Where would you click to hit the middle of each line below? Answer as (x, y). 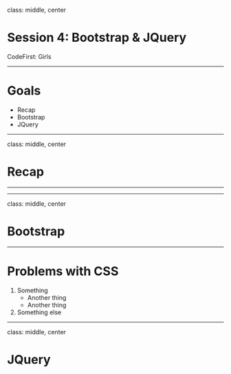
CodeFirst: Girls (29, 56)
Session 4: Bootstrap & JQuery (97, 38)
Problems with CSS (63, 271)
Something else (39, 312)
